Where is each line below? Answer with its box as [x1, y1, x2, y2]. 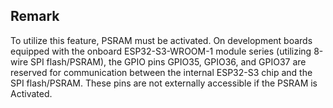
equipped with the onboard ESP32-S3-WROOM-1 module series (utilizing [10, 45, 312, 57]
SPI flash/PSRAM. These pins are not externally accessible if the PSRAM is [10, 77, 318, 89]
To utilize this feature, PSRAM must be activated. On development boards [10, 34, 313, 46]
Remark [10, 8, 60, 25]
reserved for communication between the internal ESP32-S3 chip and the [10, 66, 313, 78]
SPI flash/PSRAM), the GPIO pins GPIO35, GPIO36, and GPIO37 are [29, 55, 307, 68]
